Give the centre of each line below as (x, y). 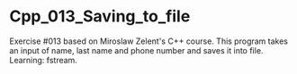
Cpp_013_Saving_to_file (100, 16)
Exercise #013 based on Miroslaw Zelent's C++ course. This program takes (148, 41)
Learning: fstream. (44, 60)
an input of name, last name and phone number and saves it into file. (136, 50)
